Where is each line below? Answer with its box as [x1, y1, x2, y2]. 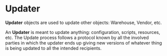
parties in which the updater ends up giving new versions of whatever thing [5, 39, 162, 45]
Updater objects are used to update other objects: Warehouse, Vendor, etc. [5, 19, 162, 25]
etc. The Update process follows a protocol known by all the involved [5, 34, 149, 40]
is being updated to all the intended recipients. [5, 45, 102, 51]
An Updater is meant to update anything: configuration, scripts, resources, [5, 29, 160, 35]
